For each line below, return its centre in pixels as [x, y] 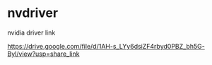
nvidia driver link [31, 32]
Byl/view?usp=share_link [43, 54]
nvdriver [33, 13]
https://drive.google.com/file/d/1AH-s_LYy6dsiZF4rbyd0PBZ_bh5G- [106, 46]
